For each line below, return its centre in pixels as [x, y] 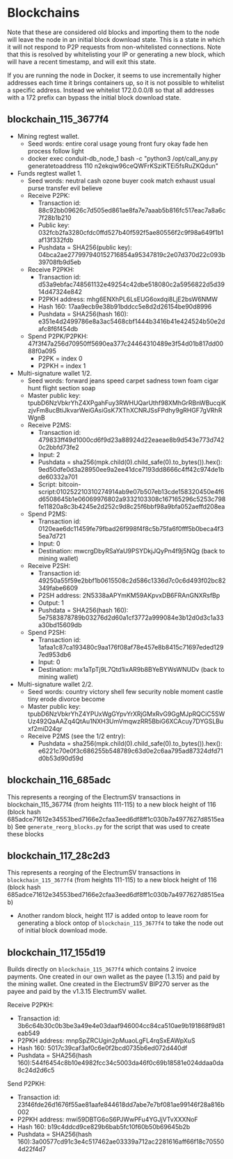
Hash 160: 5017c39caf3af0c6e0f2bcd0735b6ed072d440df [102, 1048]
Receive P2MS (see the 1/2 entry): [77, 736]
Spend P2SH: [47, 632]
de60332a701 [58, 477]
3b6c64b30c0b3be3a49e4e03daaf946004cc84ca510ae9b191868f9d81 [121, 1026]
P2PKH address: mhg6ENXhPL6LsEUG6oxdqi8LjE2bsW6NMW [128, 299]
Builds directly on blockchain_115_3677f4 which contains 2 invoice [102, 969]
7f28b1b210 [55, 217]
